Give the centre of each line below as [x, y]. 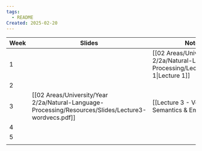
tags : [13, 12]
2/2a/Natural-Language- [68, 102]
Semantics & [170, 110]
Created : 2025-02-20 [32, 23]
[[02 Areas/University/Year [70, 95]
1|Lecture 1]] [171, 75]
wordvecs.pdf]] [54, 117]
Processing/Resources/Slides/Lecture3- [89, 110]
